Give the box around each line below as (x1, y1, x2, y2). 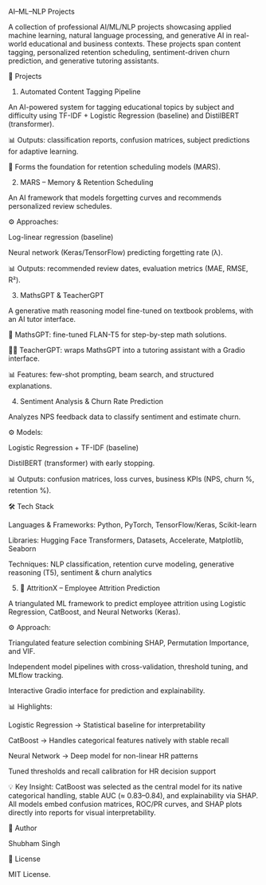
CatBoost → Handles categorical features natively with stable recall (8, 736, 229, 745)
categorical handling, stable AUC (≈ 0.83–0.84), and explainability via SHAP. (8, 791, 259, 800)
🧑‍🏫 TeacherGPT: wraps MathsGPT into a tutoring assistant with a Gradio (8, 346, 245, 354)
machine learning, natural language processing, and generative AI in (8, 31, 233, 40)
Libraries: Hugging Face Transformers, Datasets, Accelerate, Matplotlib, (8, 535, 244, 545)
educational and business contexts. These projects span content (28, 39, 241, 49)
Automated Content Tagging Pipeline (19, 87, 141, 96)
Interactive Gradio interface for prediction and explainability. (8, 686, 205, 695)
